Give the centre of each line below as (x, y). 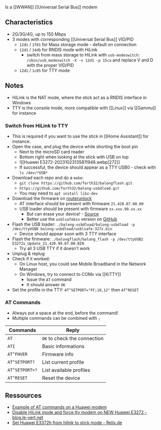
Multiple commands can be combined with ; (56, 318)
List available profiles (66, 370)
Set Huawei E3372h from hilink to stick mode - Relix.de (67, 423)
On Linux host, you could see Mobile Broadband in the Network (83, 264)
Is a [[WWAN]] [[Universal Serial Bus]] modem (51, 7)
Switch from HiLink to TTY (37, 125)
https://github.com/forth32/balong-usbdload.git (69, 188)
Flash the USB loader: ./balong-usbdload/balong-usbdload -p (73, 224)
